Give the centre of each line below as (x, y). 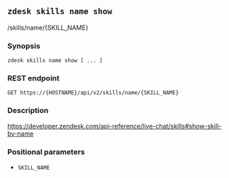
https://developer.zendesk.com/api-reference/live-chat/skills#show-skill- (114, 126)
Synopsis (24, 46)
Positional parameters (46, 152)
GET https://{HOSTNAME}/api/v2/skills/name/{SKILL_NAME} (93, 93)
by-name (21, 133)
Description (28, 111)
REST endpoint (34, 78)
